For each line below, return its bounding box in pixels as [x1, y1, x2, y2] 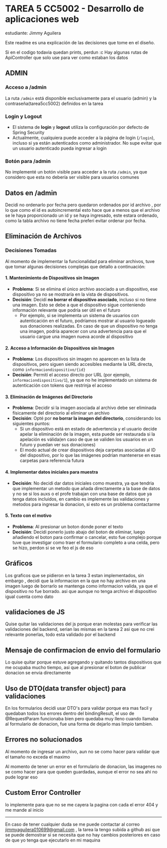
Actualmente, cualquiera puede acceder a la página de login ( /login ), [12, 135, 155, 141]
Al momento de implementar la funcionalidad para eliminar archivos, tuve [5, 258, 155, 264]
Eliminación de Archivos [5, 232, 82, 241]
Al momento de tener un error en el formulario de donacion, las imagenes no [5, 763, 162, 769]
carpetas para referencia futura [19, 458, 84, 464]
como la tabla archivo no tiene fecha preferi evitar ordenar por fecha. [5, 218, 147, 224]
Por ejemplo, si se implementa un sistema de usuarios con [19, 312, 139, 318]
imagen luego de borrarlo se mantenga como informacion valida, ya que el [5, 583, 158, 589]
